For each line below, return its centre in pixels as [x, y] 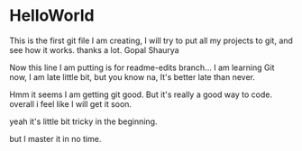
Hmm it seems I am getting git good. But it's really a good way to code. [141, 94]
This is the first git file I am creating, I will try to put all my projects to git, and [151, 40]
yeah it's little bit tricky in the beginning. [83, 121]
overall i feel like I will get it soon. [71, 103]
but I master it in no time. [55, 138]
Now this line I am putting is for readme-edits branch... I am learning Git [142, 67]
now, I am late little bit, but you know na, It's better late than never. [132, 76]
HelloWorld [52, 16]
